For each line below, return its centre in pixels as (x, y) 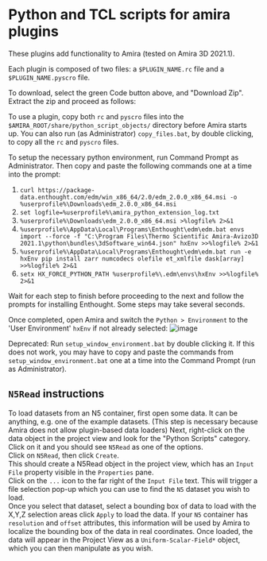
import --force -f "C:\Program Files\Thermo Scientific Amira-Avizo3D (139, 236)
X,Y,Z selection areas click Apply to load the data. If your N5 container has (128, 514)
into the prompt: (35, 174)
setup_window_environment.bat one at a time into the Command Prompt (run (132, 360)
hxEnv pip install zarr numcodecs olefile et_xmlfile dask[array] (132, 259)
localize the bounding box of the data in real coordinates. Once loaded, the (131, 531)
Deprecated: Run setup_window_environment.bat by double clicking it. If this (132, 343)
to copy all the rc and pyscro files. (64, 141)
